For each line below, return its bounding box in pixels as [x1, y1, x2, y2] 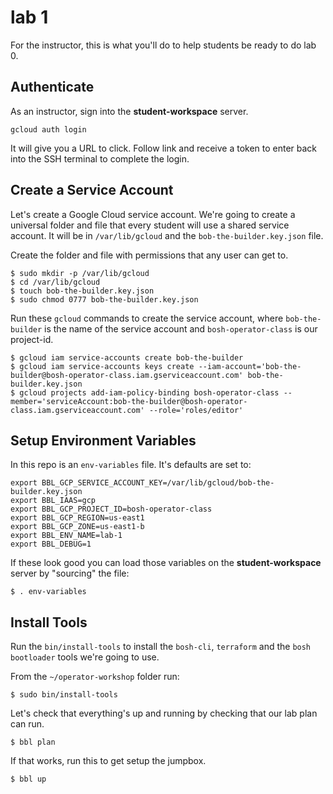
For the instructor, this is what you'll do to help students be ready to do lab [10, 39, 317, 51]
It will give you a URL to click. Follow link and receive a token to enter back [10, 142, 318, 154]
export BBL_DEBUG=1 [10, 539, 92, 550]
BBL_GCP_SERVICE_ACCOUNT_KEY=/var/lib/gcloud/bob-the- [41, 478, 275, 488]
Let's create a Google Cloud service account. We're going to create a [10, 208, 296, 220]
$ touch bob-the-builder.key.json [10, 286, 155, 296]
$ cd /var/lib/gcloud [10, 277, 101, 287]
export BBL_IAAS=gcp [10, 496, 97, 506]
